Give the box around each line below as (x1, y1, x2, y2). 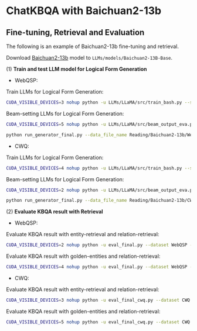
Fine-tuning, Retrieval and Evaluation (6, 27, 145, 37)
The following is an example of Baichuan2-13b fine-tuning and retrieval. (6, 43, 179, 50)
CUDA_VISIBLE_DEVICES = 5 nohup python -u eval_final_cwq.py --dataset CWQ (6, 319, 191, 325)
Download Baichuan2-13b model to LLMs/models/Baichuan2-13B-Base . (6, 54, 173, 61)
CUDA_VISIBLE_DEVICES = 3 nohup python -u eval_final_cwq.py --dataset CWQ (6, 297, 191, 303)
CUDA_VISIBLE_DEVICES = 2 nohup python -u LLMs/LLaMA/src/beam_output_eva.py (6, 187, 195, 193)
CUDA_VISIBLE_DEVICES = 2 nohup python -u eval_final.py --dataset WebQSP (6, 242, 188, 248)
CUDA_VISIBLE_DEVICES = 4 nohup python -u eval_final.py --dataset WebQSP (6, 264, 188, 270)
